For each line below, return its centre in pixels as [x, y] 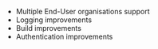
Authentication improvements [64, 36]
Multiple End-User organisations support [83, 11]
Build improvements [49, 28]
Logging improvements [54, 20]
